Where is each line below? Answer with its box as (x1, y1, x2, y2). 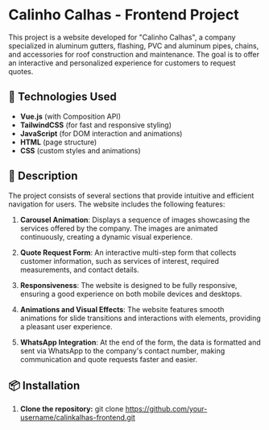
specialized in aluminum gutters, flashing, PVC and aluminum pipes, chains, (8, 40, 259, 50)
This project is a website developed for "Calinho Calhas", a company (8, 32, 236, 42)
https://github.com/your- (125, 404, 208, 414)
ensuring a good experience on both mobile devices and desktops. (19, 289, 242, 298)
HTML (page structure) (19, 137, 97, 147)
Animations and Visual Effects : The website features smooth (19, 304, 225, 314)
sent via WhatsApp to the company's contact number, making (19, 345, 226, 356)
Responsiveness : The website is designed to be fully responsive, (19, 280, 238, 290)
